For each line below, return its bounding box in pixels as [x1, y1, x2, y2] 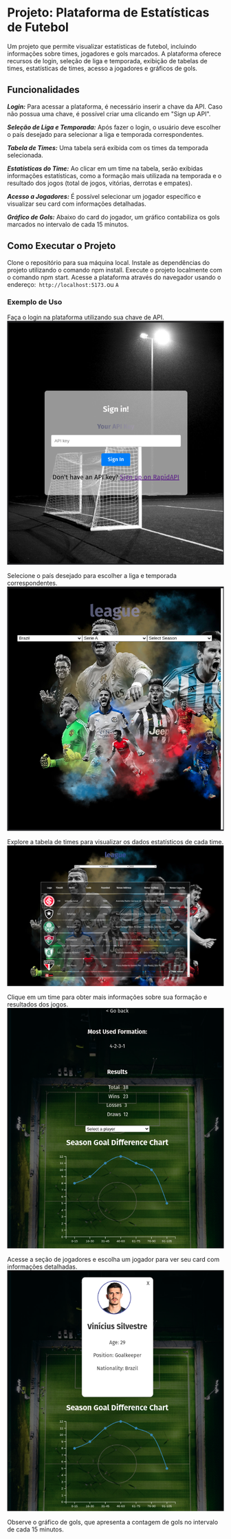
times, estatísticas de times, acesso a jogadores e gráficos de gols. [7, 64, 198, 72]
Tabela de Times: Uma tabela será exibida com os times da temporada [7, 143, 208, 152]
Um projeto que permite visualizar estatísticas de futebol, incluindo [7, 42, 197, 50]
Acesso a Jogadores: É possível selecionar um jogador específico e [7, 192, 201, 200]
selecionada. [7, 151, 43, 159]
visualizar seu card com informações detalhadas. [7, 200, 146, 208]
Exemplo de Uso [7, 297, 63, 307]
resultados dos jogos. [7, 1000, 69, 1009]
